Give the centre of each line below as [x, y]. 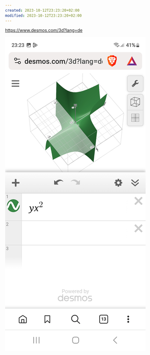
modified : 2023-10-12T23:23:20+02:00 [43, 15]
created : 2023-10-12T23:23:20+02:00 [42, 10]
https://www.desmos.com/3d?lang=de [44, 30]
